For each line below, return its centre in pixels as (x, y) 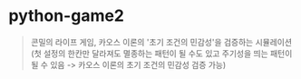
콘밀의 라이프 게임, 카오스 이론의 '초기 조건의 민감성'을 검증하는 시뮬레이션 (161, 42)
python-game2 (66, 16)
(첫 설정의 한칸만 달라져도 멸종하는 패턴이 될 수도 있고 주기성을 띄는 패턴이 (161, 53)
